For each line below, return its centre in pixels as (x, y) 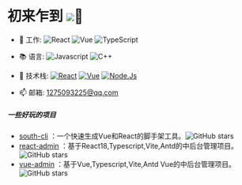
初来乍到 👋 (45, 16)
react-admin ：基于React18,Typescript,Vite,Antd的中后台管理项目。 (128, 145)
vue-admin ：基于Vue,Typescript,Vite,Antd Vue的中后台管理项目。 (127, 164)
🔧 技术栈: (34, 75)
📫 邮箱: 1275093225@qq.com (69, 92)
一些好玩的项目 (32, 115)
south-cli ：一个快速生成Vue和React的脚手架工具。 (102, 136)
